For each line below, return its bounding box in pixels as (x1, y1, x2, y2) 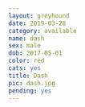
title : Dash (8, 72, 48, 80)
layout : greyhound (8, 11, 70, 20)
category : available (8, 27, 78, 35)
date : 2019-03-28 (8, 19, 67, 27)
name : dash (8, 34, 45, 43)
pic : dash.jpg (8, 79, 56, 87)
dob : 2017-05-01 (8, 49, 63, 57)
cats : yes (8, 64, 42, 72)
